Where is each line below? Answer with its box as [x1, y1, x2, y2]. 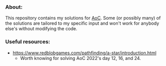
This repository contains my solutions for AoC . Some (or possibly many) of [5, 15, 161, 21]
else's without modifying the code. [5, 26, 77, 32]
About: [5, 4, 23, 11]
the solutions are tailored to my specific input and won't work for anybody [5, 20, 159, 26]
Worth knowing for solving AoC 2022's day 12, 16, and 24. [20, 55, 141, 61]
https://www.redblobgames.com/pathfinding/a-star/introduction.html [12, 49, 157, 56]
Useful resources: [5, 38, 51, 45]
